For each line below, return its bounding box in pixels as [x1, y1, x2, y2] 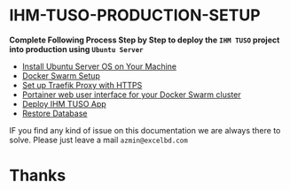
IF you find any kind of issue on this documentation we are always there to [9, 125, 281, 135]
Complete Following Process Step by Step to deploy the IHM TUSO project [9, 34, 280, 45]
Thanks [9, 165, 67, 186]
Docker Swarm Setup [21, 70, 100, 80]
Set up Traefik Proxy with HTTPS [21, 80, 143, 90]
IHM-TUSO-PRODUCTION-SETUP [9, 5, 261, 26]
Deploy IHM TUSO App [21, 98, 106, 109]
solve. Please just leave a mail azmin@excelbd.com [9, 134, 188, 145]
